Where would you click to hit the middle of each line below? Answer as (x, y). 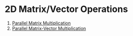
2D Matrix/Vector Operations (66, 9)
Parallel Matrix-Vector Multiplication (49, 28)
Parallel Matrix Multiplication (41, 23)
